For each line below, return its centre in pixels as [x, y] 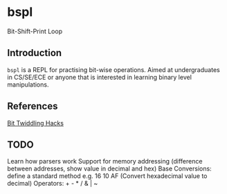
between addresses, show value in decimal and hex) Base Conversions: [110, 169]
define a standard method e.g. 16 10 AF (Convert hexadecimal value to [107, 176]
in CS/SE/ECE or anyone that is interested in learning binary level [100, 77]
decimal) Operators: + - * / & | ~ [53, 184]
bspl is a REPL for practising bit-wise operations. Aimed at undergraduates [113, 69]
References [33, 106]
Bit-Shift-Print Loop [35, 31]
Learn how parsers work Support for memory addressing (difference [105, 161]
